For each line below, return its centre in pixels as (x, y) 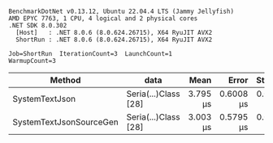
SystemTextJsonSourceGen (66, 122)
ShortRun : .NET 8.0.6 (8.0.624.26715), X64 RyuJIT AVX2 (114, 40)
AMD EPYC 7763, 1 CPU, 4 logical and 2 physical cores (103, 19)
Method (65, 80)
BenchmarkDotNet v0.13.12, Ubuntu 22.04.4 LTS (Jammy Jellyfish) (121, 11)
